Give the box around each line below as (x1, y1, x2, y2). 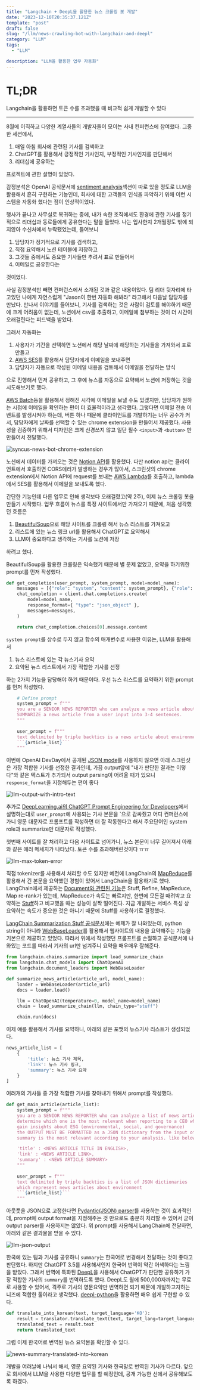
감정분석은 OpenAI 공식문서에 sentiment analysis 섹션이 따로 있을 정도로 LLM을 (6, 183, 192, 190)
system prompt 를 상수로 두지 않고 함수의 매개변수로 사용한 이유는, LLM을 (6, 636, 176, 643)
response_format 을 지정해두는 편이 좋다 (6, 779, 99, 786)
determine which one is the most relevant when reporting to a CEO (17, 1118, 187, 1124)
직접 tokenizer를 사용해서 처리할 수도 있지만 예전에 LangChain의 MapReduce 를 (6, 870, 192, 877)
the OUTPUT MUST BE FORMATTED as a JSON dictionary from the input (17, 1129, 187, 1135)
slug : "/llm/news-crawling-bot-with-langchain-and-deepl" (6, 31, 153, 37)
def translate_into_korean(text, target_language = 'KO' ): (6, 1310, 151, 1317)
